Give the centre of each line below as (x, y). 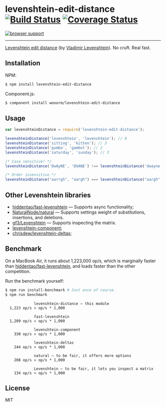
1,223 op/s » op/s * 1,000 (37, 308)
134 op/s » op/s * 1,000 (40, 373)
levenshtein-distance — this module (72, 303)
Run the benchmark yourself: (35, 281)
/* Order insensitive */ (31, 175)
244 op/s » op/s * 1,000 (40, 347)
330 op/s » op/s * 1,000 (40, 334)
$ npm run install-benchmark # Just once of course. (61, 290)
